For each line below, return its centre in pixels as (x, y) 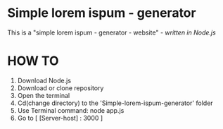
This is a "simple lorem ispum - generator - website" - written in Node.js (111, 32)
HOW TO (33, 61)
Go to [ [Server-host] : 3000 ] (60, 118)
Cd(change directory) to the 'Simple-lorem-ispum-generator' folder (115, 103)
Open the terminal (44, 95)
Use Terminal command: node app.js (71, 110)
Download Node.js (44, 80)
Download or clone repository (60, 88)
